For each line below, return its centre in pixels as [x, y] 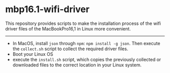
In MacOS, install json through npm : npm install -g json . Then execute [86, 43]
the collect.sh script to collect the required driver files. [70, 49]
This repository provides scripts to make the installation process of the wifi [83, 23]
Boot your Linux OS [33, 54]
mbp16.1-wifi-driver [47, 9]
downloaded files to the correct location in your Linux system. [77, 65]
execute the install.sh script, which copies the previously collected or [87, 59]
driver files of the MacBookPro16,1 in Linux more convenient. [68, 28]
